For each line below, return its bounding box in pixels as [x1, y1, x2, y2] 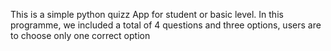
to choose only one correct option [10, 30, 151, 41]
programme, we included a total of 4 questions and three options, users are [10, 19, 322, 31]
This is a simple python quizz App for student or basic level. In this [10, 9, 284, 20]
